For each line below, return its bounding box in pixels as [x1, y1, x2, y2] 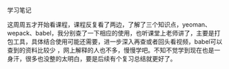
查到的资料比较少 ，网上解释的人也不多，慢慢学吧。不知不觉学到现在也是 [7, 46, 215, 54]
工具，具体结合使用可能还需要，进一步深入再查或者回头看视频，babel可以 [12, 38, 223, 46]
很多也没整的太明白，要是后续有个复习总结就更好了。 [25, 55, 177, 63]
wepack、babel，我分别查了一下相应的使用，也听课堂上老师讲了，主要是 [7, 29, 215, 37]
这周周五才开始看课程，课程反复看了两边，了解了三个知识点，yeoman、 [7, 20, 212, 29]
